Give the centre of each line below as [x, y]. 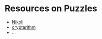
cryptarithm [24, 27]
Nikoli [17, 22]
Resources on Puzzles [51, 9]
